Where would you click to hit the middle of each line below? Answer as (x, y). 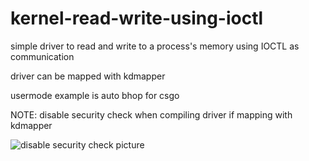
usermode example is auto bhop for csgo (95, 95)
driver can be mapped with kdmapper (88, 76)
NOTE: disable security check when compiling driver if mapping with (151, 114)
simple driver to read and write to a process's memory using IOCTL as (155, 46)
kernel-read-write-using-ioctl (137, 18)
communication (42, 56)
